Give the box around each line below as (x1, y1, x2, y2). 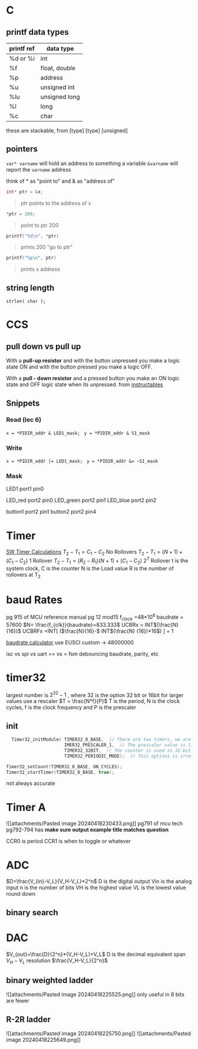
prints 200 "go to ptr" (20, 244, 73, 251)
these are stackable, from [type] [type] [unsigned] (6, 127, 128, 134)
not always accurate (6, 780, 55, 787)
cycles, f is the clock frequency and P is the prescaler (6, 704, 137, 711)
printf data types (6, 27, 69, 37)
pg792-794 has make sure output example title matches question (6, 826, 169, 833)
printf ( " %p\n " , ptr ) (6, 255, 57, 261)
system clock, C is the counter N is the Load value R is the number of (6, 564, 174, 572)
